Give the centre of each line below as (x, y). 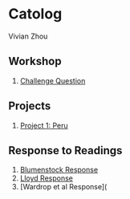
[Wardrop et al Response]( (63, 187)
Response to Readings (65, 150)
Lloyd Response (47, 178)
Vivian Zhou (28, 36)
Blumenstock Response (59, 170)
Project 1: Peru (44, 125)
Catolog (35, 14)
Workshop (35, 61)
